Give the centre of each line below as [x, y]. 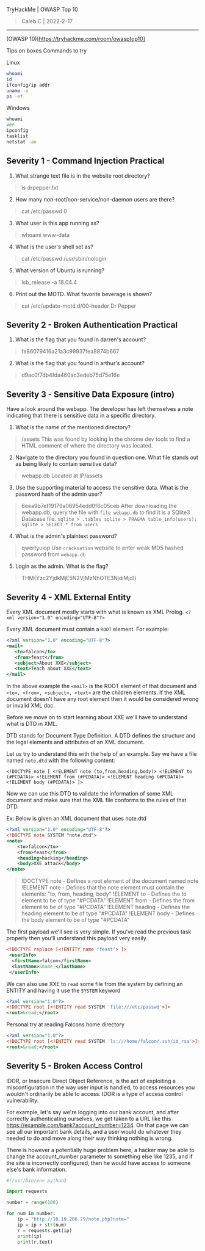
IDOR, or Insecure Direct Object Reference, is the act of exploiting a [91, 1081]
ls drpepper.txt [40, 187]
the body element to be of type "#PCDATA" [75, 920]
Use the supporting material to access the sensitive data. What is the [102, 488]
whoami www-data [45, 234]
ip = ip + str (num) [42, 1225]
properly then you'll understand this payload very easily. [77, 938]
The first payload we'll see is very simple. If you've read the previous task [99, 932]
